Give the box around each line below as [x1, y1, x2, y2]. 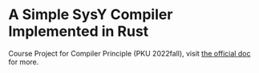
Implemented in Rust [8, 22, 149, 40]
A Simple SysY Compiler [8, 6, 173, 24]
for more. [8, 57, 39, 67]
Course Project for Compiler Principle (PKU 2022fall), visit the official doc [8, 48, 251, 58]
